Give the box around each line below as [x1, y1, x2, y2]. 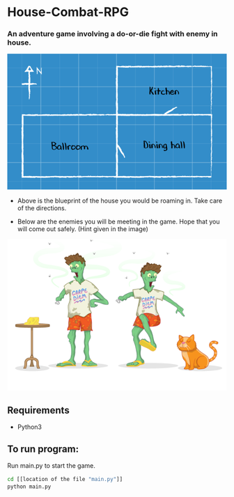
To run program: [7, 443, 79, 455]
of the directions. [17, 204, 67, 212]
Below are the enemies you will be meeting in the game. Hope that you [17, 217, 220, 226]
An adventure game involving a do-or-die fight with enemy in [7, 29, 218, 39]
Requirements [7, 404, 70, 416]
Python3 [17, 423, 42, 432]
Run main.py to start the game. [7, 461, 95, 470]
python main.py [7, 483, 52, 490]
